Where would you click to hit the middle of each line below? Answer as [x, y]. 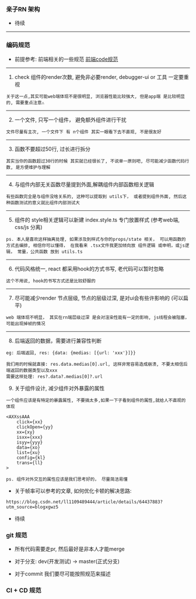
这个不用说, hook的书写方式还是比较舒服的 [51, 281]
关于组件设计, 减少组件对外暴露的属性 [60, 388]
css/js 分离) [28, 227]
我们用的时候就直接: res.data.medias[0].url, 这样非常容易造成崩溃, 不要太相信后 [97, 364]
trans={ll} [30, 463]
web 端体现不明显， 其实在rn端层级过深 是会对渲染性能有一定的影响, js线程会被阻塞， [98, 317]
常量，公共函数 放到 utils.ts [50, 252]
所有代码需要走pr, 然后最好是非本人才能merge [69, 549]
